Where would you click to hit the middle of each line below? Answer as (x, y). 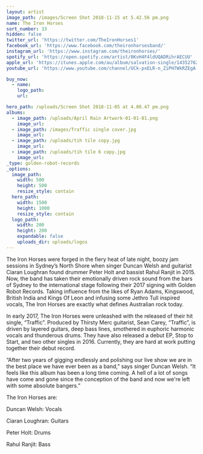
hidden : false (24, 35)
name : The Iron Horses (35, 23)
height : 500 (32, 186)
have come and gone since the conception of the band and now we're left (98, 379)
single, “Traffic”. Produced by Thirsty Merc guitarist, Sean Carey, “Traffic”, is (101, 322)
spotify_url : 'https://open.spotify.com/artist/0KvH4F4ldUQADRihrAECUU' (100, 57)
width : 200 (31, 225)
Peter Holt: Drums (29, 432)
